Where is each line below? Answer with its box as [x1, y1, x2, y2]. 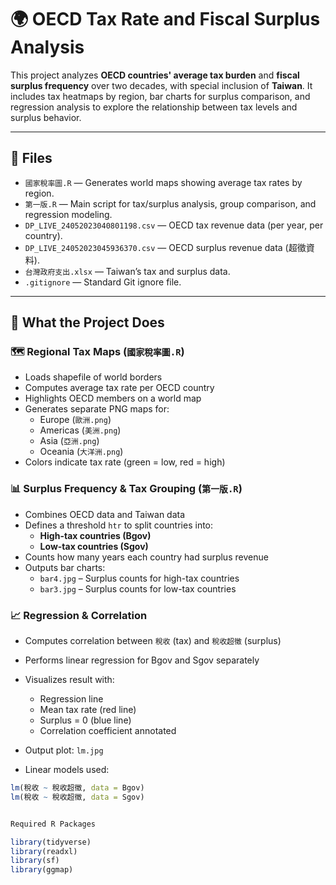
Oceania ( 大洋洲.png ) [39, 446, 124, 458]
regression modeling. [24, 208, 113, 220]
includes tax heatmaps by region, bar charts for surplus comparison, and [10, 90, 311, 102]
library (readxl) [10, 846, 78, 856]
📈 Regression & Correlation [10, 608, 148, 622]
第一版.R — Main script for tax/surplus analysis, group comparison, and [24, 197, 317, 210]
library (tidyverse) [10, 837, 92, 847]
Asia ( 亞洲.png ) [39, 435, 100, 447]
